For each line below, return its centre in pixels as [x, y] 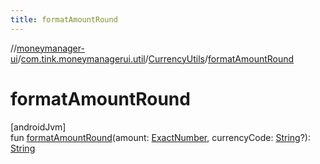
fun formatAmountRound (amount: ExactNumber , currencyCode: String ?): [160, 137]
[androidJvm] [38, 127]
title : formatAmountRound [64, 19]
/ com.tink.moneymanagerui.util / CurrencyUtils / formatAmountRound [156, 58]
